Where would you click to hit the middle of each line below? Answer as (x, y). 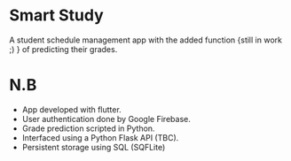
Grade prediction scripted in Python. (88, 128)
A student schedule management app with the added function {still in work (145, 40)
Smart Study (56, 15)
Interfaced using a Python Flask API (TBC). (100, 137)
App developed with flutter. (71, 109)
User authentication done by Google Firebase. (106, 119)
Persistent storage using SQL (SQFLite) (94, 147)
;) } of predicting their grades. (63, 49)
